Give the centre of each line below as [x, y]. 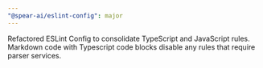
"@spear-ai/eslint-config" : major [66, 16]
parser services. [35, 55]
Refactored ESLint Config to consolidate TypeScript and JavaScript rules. [129, 38]
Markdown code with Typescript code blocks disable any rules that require [131, 47]
